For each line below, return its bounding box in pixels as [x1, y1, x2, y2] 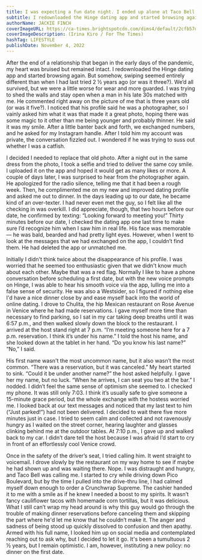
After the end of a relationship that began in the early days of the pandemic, [6, 59, 194, 66]
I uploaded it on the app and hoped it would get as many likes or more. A [6, 167, 186, 174]
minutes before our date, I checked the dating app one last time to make [6, 218, 185, 225]
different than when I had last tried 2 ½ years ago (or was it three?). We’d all [6, 78, 194, 85]
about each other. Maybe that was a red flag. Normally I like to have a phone [6, 268, 195, 275]
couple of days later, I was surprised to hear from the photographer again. [6, 173, 190, 180]
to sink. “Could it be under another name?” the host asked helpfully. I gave [6, 369, 191, 377]
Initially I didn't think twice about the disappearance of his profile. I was [6, 255, 183, 262]
